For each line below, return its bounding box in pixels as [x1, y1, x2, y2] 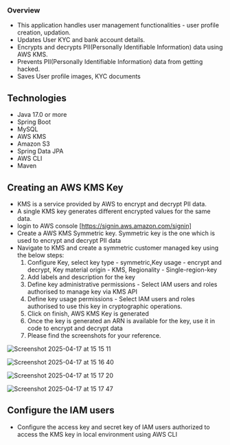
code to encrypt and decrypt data [27, 324, 124, 332]
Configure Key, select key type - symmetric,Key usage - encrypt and [27, 258, 222, 266]
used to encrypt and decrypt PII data [16, 236, 122, 244]
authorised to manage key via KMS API [27, 287, 138, 296]
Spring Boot [16, 118, 51, 126]
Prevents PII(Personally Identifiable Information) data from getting [16, 58, 203, 66]
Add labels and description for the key [27, 272, 136, 281]
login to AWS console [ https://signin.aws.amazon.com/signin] [16, 221, 192, 230]
